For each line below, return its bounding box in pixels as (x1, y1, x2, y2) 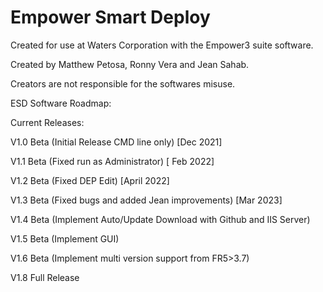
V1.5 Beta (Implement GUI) (10, 232, 120, 245)
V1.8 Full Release (10, 271, 80, 283)
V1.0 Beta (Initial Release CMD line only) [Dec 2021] (10, 136, 223, 148)
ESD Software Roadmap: (10, 97, 112, 109)
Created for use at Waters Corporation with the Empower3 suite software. (10, 39, 314, 51)
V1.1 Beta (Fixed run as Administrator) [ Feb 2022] (10, 155, 215, 167)
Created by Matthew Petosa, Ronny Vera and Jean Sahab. (10, 58, 250, 70)
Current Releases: (10, 116, 85, 128)
